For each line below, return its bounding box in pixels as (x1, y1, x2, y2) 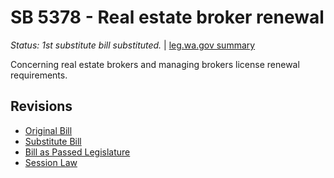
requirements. (10, 69, 68, 81)
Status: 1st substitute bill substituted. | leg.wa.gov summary (10, 39, 256, 51)
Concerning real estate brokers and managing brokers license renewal (10, 58, 300, 70)
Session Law (24, 156, 78, 168)
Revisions (10, 98, 73, 115)
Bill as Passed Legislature (24, 146, 131, 158)
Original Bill (24, 124, 73, 136)
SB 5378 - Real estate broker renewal (10, 6, 325, 29)
